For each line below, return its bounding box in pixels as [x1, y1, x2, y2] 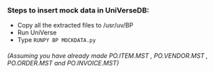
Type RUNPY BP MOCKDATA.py [17, 36, 96, 44]
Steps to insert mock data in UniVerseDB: [7, 6, 149, 15]
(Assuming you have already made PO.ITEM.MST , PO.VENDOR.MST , [7, 51, 208, 60]
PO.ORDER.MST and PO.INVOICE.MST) [7, 59, 120, 67]
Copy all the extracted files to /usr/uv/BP [17, 21, 133, 30]
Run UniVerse [17, 28, 57, 36]
